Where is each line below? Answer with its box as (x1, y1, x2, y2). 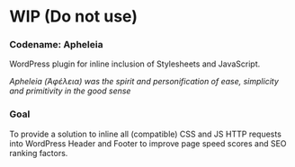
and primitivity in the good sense (9, 85, 131, 96)
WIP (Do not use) (9, 6, 138, 27)
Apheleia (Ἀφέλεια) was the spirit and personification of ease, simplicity (9, 76, 279, 87)
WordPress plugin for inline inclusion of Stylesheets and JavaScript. (9, 58, 261, 69)
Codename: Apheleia (9, 39, 103, 51)
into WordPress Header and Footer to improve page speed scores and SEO (9, 137, 287, 149)
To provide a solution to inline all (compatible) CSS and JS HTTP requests (9, 128, 282, 139)
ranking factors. (9, 147, 68, 158)
